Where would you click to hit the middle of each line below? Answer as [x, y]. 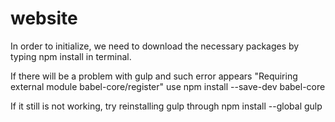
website [44, 18]
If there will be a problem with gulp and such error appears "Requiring [154, 76]
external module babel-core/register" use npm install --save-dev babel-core [168, 86]
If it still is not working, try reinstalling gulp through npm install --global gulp [166, 106]
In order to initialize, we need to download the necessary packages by [155, 46]
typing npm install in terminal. [71, 56]
